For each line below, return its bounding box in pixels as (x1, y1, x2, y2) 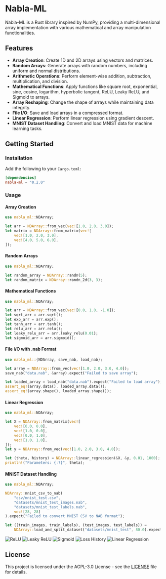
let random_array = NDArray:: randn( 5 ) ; (5, 273, 87, 278)
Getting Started (5, 140, 54, 148)
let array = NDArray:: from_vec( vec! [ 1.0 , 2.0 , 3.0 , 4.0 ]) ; (5, 366, 129, 371)
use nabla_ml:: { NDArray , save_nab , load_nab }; (5, 357, 103, 362)
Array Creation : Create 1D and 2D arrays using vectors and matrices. (12, 57, 153, 63)
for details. (5, 569, 27, 575)
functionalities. (5, 30, 36, 36)
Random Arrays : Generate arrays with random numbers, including (12, 62, 147, 68)
